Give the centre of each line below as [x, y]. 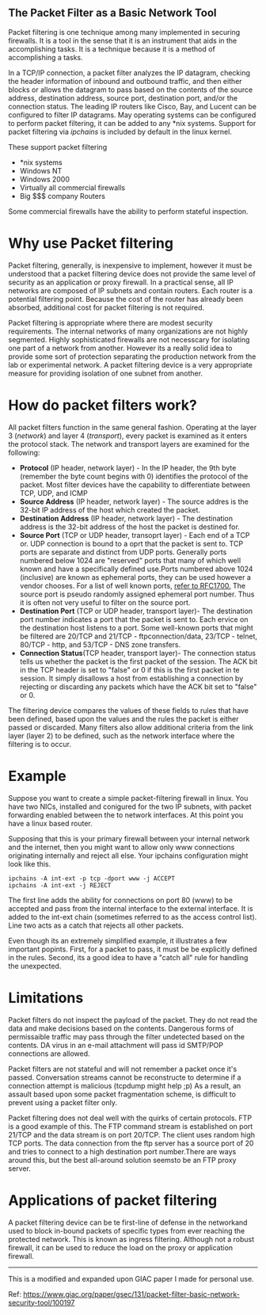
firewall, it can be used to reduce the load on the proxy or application [121, 1248]
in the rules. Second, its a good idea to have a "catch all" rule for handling [128, 957]
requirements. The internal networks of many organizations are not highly [128, 331]
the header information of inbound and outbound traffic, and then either [125, 81]
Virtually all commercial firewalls [72, 187]
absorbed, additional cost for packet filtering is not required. [106, 307]
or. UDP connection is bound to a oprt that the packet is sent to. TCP [131, 543]
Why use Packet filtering [91, 243]
